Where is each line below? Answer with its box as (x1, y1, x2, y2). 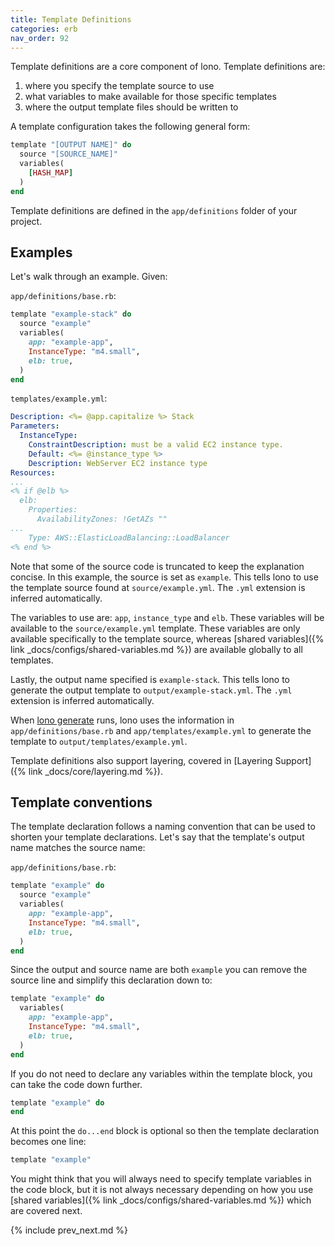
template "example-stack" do (10, 309, 132, 320)
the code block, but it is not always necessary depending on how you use (10, 1184, 314, 1196)
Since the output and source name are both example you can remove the (10, 964, 308, 976)
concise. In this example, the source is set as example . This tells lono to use (10, 571, 319, 583)
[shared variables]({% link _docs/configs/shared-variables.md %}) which (10, 1194, 312, 1206)
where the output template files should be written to (24, 101, 239, 113)
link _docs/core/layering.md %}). (28, 765, 163, 777)
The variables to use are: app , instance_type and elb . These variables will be (10, 611, 325, 623)
